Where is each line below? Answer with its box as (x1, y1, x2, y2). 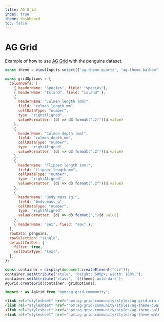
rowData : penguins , (9, 231, 49, 236)
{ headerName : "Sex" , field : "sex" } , (14, 222, 93, 227)
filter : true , (14, 245, 42, 250)
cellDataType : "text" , (14, 249, 60, 254)
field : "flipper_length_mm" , (18, 167, 78, 172)
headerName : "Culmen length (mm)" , (18, 99, 91, 104)
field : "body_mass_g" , (18, 199, 64, 204)
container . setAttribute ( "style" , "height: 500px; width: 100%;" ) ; (5, 272, 143, 276)
